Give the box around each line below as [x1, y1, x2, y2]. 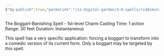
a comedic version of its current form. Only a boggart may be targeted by [5, 40, 153, 46]
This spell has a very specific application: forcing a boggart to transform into [5, 35, 159, 41]
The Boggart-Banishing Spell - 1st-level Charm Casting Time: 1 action [5, 20, 144, 26]
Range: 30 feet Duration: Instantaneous [5, 25, 84, 32]
